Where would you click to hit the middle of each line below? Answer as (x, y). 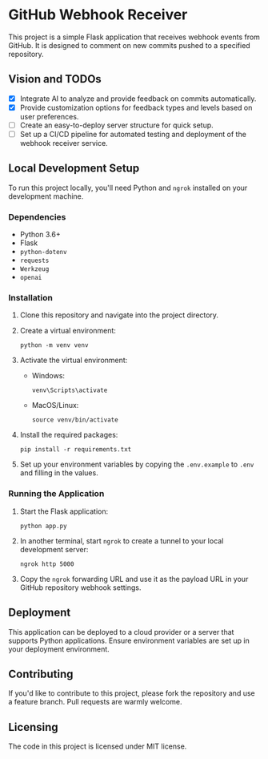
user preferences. (49, 116)
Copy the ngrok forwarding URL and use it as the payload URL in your (134, 579)
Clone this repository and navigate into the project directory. (119, 315)
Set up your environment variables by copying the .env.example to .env (137, 464)
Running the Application (56, 494)
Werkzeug (34, 269)
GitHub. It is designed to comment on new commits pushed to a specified (129, 45)
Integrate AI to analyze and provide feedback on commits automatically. (138, 99)
